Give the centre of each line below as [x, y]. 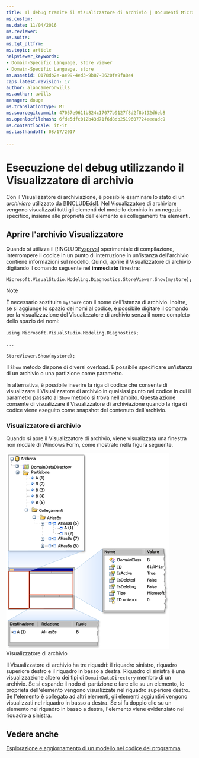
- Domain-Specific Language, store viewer [59, 62]
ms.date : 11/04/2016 [32, 25]
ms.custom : [20, 19]
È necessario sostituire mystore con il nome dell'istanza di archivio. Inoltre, [97, 302]
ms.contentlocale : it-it [37, 125]
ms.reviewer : [22, 31]
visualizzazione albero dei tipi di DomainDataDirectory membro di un [89, 678]
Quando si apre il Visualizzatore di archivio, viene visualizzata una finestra [97, 438]
